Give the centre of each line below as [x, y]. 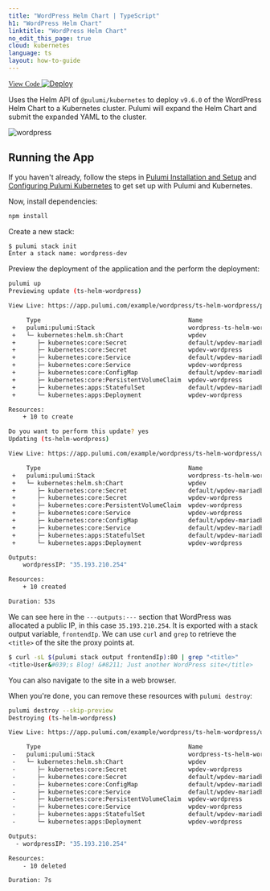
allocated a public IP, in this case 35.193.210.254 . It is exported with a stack [133, 625]
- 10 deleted [45, 866]
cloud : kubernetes [39, 46]
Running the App [51, 158]
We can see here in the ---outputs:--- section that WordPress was [120, 617]
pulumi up [25, 284]
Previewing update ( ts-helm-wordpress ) [75, 291]
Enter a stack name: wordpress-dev [68, 254]
